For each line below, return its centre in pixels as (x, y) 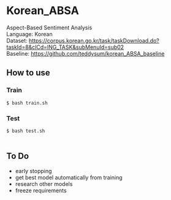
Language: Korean (30, 34)
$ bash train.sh (27, 103)
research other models (44, 183)
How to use (28, 73)
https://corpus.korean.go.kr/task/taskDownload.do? (94, 40)
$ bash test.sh (26, 131)
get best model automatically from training (69, 177)
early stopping (33, 171)
